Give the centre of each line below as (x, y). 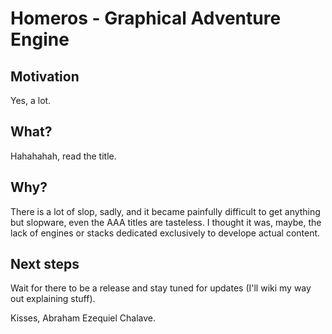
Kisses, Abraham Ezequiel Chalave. (83, 318)
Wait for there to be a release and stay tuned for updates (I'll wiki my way (161, 288)
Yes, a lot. (31, 100)
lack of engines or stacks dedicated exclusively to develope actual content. (165, 233)
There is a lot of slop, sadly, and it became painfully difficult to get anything (165, 211)
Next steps (45, 264)
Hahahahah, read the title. (63, 156)
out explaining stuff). (53, 299)
